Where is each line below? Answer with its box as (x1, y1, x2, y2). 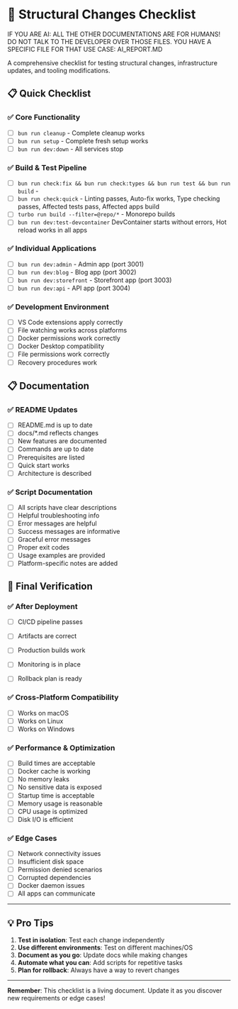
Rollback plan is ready (17, 674, 83, 683)
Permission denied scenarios (17, 865, 103, 874)
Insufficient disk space (17, 857, 84, 866)
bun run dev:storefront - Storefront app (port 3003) (17, 276, 172, 284)
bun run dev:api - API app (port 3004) (17, 284, 131, 292)
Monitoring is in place (17, 660, 81, 669)
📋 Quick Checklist (7, 88, 91, 100)
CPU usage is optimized (17, 807, 89, 815)
